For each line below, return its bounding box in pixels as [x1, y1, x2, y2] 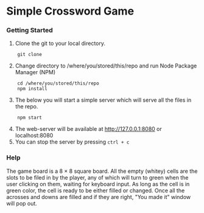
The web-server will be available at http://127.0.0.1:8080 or [15, 125, 163, 133]
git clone [17, 52, 43, 58]
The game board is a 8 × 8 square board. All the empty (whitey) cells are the [6, 167, 198, 175]
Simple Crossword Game [6, 4, 135, 18]
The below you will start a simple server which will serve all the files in [15, 96, 192, 104]
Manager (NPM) [15, 69, 56, 76]
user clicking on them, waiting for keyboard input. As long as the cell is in [6, 180, 190, 187]
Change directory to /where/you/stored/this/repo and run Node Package [15, 62, 197, 69]
